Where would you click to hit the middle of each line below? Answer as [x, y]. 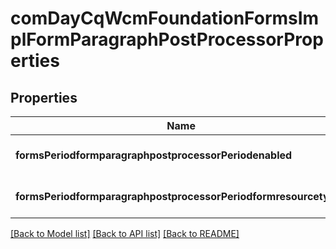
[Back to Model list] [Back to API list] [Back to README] [125, 233]
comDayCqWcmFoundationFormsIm [165, 18]
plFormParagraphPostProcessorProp [167, 39]
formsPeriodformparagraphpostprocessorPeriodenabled [154, 155]
